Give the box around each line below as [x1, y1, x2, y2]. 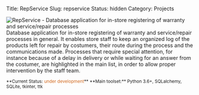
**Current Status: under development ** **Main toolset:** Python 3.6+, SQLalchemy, [6, 78, 182, 84]
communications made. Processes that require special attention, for [6, 48, 173, 55]
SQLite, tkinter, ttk [6, 84, 43, 90]
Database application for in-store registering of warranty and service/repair [6, 29, 192, 36]
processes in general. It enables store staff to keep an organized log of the [6, 36, 190, 42]
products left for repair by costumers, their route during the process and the [6, 42, 193, 49]
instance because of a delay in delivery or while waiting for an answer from [6, 55, 191, 61]
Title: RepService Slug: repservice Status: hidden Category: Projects [6, 5, 174, 12]
